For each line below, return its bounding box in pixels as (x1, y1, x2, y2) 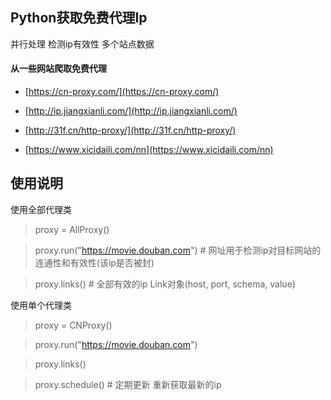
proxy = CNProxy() (34, 319, 113, 331)
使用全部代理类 (10, 203, 72, 215)
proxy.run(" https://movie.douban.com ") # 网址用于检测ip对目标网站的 (34, 244, 322, 256)
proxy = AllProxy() (34, 223, 110, 235)
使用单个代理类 (10, 299, 72, 311)
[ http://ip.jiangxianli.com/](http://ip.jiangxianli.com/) (24, 105, 238, 117)
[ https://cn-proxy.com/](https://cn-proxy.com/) (24, 86, 220, 98)
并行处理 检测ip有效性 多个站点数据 (10, 38, 155, 50)
